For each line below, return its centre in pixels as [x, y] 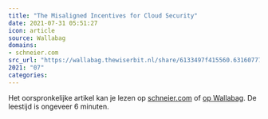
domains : [23, 46]
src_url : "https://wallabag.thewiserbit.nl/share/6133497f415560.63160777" [137, 61]
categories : [28, 75]
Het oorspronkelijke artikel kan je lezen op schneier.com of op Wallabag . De [132, 97]
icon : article [32, 30]
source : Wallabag [37, 38]
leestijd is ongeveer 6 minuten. [59, 106]
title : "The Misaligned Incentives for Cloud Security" [103, 16]
